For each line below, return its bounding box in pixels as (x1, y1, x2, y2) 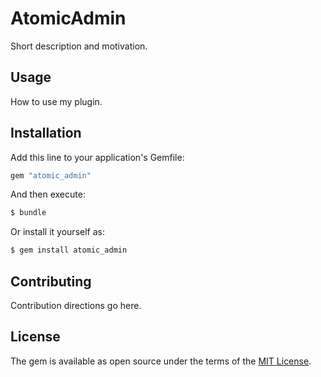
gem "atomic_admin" (10, 170, 92, 181)
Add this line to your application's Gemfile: (10, 151, 185, 163)
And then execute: (10, 188, 86, 201)
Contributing (10, 273, 92, 290)
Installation (10, 125, 82, 142)
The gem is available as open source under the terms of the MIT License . (10, 355, 312, 367)
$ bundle (10, 208, 47, 218)
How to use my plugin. (10, 95, 103, 107)
